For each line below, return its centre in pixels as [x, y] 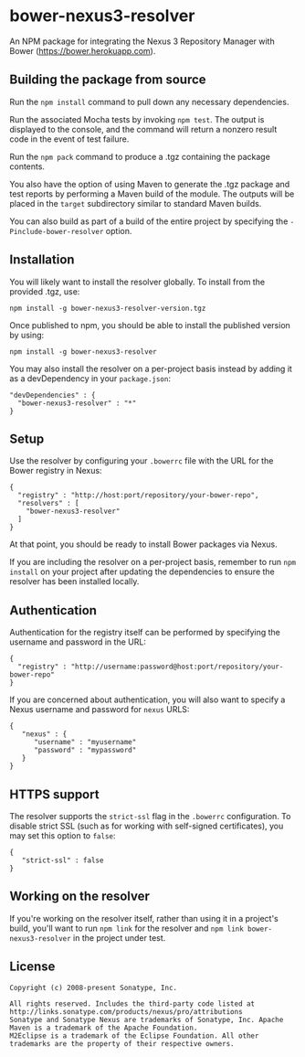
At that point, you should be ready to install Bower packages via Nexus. [143, 544]
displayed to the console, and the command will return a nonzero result [143, 129]
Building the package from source [108, 80]
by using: [27, 335]
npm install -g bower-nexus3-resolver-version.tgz [108, 308]
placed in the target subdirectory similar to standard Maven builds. [136, 203]
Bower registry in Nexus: [56, 471]
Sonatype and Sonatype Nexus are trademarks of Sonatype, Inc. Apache [147, 1020]
